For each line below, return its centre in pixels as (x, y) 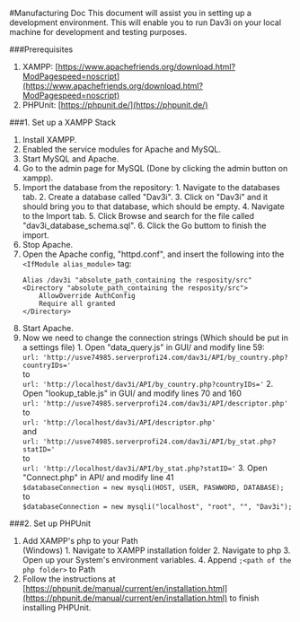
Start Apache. (48, 328)
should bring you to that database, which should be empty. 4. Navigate (153, 206)
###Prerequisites (41, 49)
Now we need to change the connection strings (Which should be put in (155, 337)
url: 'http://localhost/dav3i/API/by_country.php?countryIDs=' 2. (148, 384)
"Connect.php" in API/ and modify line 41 (98, 477)
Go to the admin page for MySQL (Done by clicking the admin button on (155, 168)
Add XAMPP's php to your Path (80, 541)
